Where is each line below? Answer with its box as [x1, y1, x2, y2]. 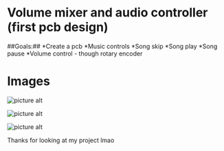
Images [7, 73, 50, 89]
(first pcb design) [7, 19, 109, 35]
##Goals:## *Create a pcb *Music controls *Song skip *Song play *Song [7, 42, 218, 50]
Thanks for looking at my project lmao [7, 136, 115, 144]
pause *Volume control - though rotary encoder [7, 49, 143, 58]
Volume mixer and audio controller [7, 5, 208, 21]
